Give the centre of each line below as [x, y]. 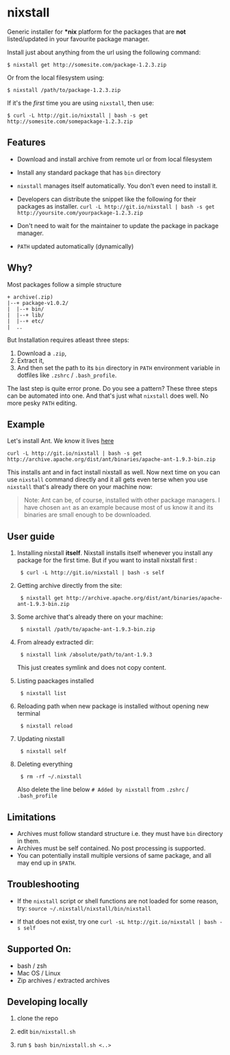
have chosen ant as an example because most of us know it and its [118, 508]
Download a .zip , [42, 353]
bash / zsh [32, 966]
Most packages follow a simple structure [64, 284]
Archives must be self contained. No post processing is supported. [111, 848]
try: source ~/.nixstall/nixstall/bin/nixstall [84, 908]
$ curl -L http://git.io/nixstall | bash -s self [92, 573]
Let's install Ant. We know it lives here [61, 441]
